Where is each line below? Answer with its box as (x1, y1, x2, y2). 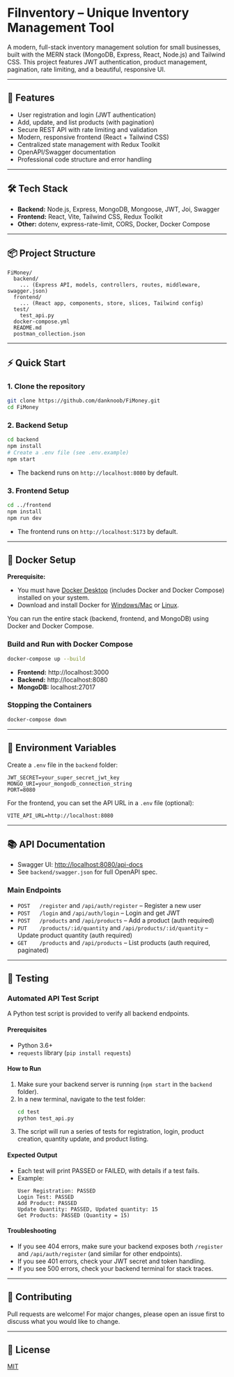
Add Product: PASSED (17, 1199, 77, 1206)
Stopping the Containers (7, 700, 92, 710)
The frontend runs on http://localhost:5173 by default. (17, 527, 178, 535)
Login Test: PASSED (17, 1193, 75, 1200)
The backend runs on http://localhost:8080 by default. (17, 468, 179, 477)
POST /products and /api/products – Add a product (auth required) (17, 916, 214, 924)
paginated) (17, 946, 49, 954)
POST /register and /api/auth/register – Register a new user (17, 901, 202, 909)
